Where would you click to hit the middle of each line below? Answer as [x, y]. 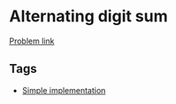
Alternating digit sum [88, 16]
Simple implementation [64, 90]
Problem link [32, 41]
